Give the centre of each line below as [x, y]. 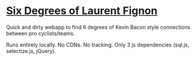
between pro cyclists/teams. [40, 33]
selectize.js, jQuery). [31, 51]
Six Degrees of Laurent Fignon [82, 11]
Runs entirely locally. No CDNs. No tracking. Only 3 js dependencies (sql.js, [98, 45]
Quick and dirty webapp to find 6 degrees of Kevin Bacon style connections [98, 27]
